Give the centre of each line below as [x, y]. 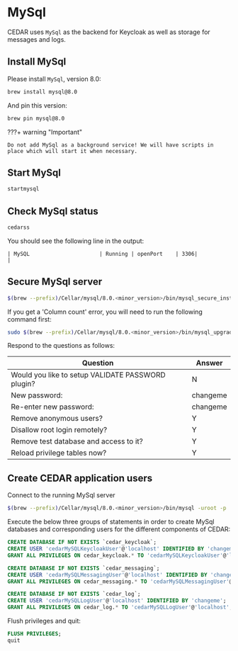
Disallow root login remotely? [59, 430]
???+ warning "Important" [45, 132]
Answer [209, 363]
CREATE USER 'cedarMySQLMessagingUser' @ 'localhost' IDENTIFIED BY [107, 574]
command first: [29, 319]
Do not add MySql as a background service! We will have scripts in [110, 145]
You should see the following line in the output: [76, 241]
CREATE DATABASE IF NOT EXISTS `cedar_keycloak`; [82, 543]
